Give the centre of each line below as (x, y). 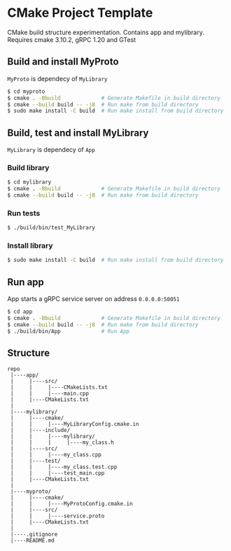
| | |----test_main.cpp (57, 473)
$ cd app (20, 312)
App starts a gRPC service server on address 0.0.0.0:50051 (93, 299)
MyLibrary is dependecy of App (51, 150)
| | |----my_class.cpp (56, 455)
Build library (28, 167)
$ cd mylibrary (29, 182)
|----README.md (32, 540)
